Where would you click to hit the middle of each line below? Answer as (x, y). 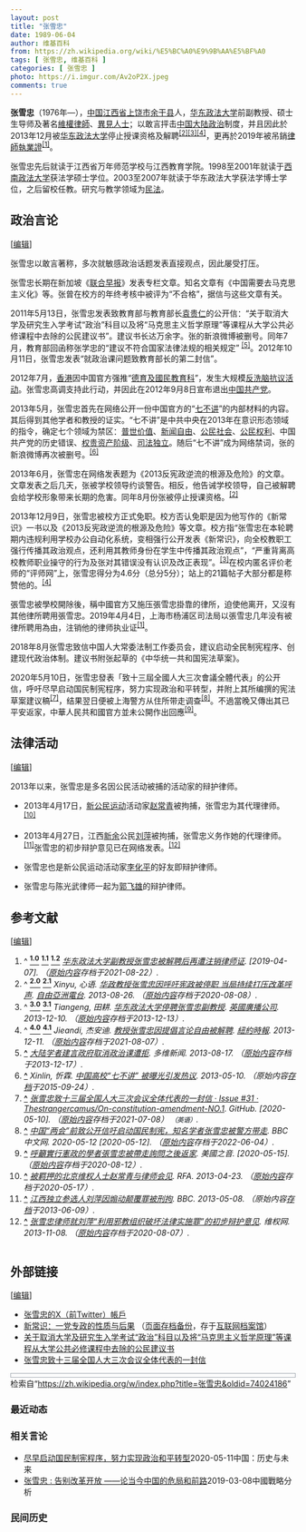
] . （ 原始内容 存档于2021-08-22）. (96, 972)
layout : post (35, 18)
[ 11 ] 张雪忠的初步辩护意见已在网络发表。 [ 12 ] (102, 847)
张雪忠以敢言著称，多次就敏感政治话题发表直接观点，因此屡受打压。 (137, 263)
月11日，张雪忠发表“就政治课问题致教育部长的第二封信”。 (116, 358)
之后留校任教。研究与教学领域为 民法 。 (97, 189)
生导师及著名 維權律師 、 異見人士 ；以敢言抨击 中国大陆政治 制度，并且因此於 (149, 123)
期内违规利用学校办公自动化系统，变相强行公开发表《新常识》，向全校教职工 (151, 539)
